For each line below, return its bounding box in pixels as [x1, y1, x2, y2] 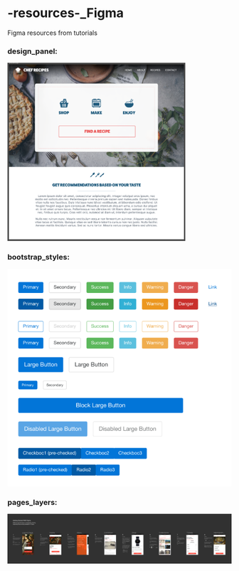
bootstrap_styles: [7, 252, 70, 262]
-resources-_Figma [7, 5, 124, 21]
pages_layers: [7, 497, 58, 507]
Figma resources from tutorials [7, 28, 98, 37]
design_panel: [7, 46, 58, 56]
